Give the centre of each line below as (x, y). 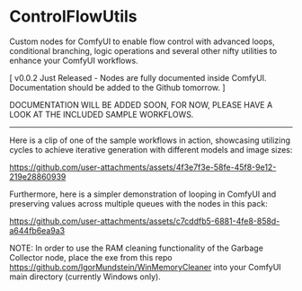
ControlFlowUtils (73, 17)
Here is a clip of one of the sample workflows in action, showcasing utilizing (150, 140)
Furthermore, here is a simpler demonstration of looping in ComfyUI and (143, 194)
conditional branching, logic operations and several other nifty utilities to (143, 50)
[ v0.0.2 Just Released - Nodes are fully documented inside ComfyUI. (138, 77)
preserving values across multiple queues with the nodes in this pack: (138, 203)
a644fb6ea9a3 (37, 230)
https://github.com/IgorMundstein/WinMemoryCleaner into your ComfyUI (145, 267)
